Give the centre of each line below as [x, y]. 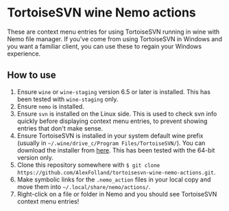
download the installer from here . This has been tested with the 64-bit [116, 150]
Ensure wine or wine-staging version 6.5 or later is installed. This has [114, 91]
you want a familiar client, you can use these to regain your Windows [105, 46]
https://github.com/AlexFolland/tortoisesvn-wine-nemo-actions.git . [116, 172]
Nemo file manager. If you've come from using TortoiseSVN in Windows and [115, 38]
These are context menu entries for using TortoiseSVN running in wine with [113, 32]
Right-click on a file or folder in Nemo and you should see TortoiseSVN [117, 194]
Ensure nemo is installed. [50, 106]
